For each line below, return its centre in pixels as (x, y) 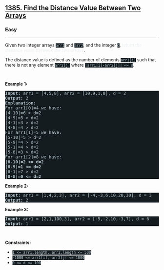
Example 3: (17, 209)
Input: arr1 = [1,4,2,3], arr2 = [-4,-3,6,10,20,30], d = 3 (79, 195)
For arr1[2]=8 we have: (33, 157)
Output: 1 (17, 223)
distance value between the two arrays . (45, 50)
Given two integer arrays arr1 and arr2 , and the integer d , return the (73, 45)
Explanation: (21, 103)
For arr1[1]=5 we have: (33, 132)
